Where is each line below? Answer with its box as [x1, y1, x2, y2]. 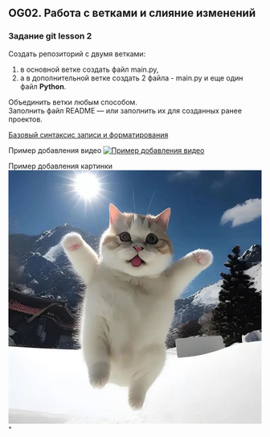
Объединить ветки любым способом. [8, 97, 138, 107]
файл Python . [19, 81, 67, 91]
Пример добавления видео [8, 145, 102, 155]
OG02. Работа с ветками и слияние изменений [8, 6, 256, 20]
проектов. [8, 114, 43, 124]
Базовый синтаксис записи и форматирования [8, 130, 169, 139]
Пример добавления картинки [8, 161, 113, 171]
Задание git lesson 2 [8, 31, 92, 42]
